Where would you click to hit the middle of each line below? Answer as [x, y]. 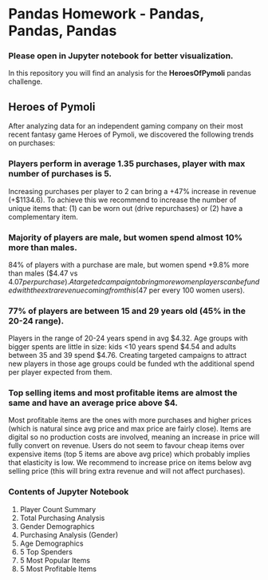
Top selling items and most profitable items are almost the [123, 393]
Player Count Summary [58, 509]
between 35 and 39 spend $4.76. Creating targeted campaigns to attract [128, 356]
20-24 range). [36, 320]
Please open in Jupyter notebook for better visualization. [121, 56]
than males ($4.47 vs [43, 273]
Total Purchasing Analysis [62, 518]
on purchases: [32, 143]
